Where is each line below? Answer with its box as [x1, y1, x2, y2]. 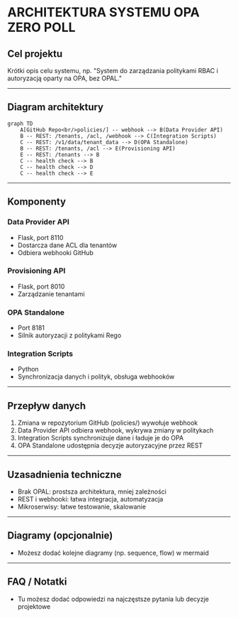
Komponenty [7, 196, 66, 208]
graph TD [7, 120, 33, 127]
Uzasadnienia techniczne [7, 468, 122, 480]
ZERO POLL [7, 19, 76, 36]
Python [17, 365, 39, 374]
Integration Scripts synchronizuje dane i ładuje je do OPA [17, 434, 184, 443]
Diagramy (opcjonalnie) [7, 530, 113, 542]
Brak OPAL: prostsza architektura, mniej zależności [17, 487, 166, 496]
